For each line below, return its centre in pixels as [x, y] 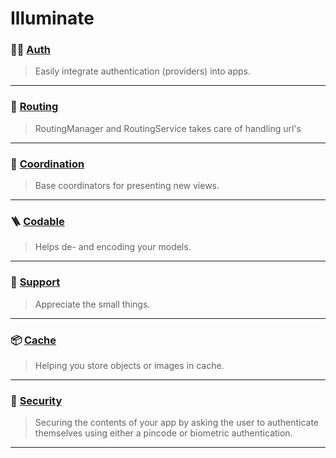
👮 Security [36, 400]
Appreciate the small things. [92, 304]
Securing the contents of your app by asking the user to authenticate [177, 423]
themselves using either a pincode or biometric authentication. [163, 433]
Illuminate [52, 18]
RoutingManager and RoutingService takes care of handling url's [168, 128]
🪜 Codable [37, 221]
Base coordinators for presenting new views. [127, 186]
